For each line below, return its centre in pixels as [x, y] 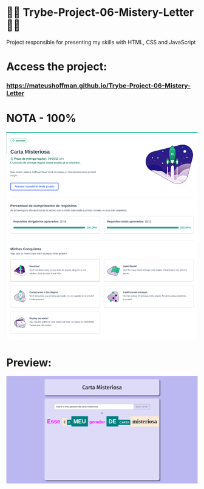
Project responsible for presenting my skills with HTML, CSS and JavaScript [101, 42]
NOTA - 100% [41, 118]
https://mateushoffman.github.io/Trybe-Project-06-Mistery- [99, 86]
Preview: [29, 362]
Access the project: [57, 67]
